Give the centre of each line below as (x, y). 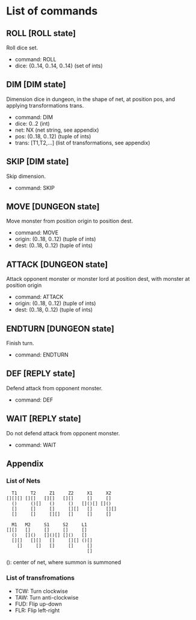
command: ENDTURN (42, 355)
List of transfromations (41, 578)
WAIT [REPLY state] (44, 419)
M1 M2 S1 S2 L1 (49, 525)
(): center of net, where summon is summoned (64, 562)
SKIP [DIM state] (38, 161)
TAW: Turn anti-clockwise (47, 597)
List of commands (52, 11)
